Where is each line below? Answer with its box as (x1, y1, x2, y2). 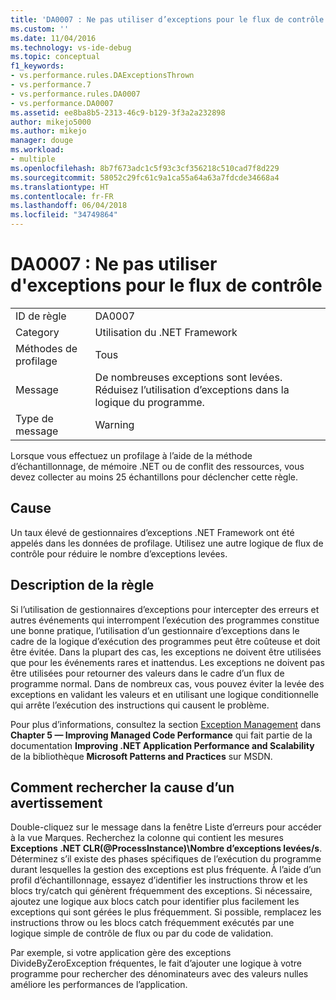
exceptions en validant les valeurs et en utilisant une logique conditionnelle (10, 688, 320, 700)
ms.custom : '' (10, 24, 70, 34)
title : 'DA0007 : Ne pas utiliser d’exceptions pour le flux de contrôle (10, 14, 325, 25)
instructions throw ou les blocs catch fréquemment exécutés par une (10, 917, 295, 929)
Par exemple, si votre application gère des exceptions (10, 947, 232, 959)
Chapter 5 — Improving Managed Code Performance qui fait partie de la (10, 729, 313, 741)
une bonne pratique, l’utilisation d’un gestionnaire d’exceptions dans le (10, 624, 300, 636)
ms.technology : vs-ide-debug (10, 42, 132, 53)
